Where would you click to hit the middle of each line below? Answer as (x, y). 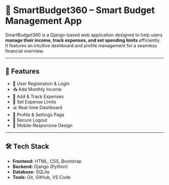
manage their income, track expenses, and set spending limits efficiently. (83, 40)
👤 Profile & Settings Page (38, 115)
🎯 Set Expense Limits (34, 102)
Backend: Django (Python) (40, 166)
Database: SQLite (31, 172)
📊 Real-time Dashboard (37, 107)
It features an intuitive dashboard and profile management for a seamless (81, 45)
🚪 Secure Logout (30, 120)
